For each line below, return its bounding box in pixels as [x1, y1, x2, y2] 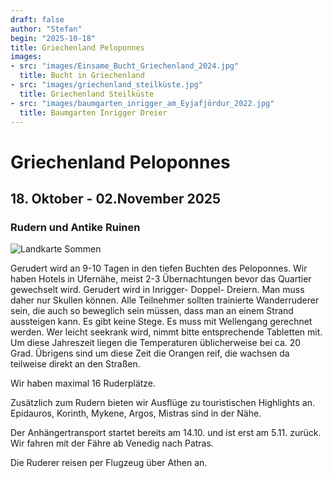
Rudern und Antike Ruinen [10, 220, 141, 234]
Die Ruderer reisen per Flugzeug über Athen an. [10, 457, 208, 469]
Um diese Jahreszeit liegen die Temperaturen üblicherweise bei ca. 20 [10, 337, 302, 349]
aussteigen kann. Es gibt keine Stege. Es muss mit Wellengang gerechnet [10, 316, 313, 328]
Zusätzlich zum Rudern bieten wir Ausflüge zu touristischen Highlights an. [10, 397, 315, 409]
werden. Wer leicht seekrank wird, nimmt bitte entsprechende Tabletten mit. [10, 326, 323, 338]
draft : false [10, 14, 65, 25]
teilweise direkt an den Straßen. [10, 358, 141, 370]
